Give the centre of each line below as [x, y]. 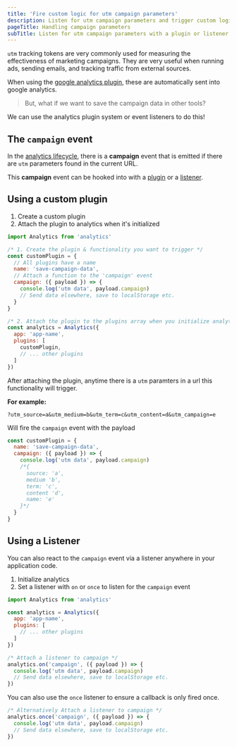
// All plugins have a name [55, 263]
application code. [32, 565]
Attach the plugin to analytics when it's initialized [89, 223]
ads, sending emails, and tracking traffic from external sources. [99, 68]
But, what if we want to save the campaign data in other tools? [115, 104]
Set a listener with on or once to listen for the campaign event [104, 586]
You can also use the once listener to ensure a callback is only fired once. [114, 698]
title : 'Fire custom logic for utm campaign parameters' [93, 14]
